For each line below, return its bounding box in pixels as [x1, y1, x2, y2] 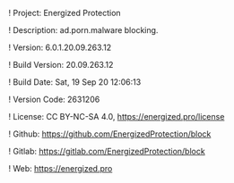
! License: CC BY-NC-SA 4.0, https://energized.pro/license [8, 112, 225, 121]
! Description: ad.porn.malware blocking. [8, 25, 159, 35]
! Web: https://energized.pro [8, 163, 113, 173]
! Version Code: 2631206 [8, 94, 100, 104]
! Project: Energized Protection [8, 8, 122, 18]
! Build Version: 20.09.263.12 [8, 60, 114, 70]
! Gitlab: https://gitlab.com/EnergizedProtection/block [8, 146, 205, 156]
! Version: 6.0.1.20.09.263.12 [8, 42, 112, 53]
